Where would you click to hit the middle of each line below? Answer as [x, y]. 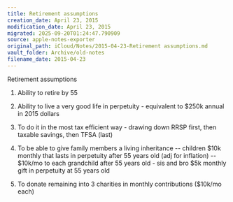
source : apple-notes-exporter [51, 40]
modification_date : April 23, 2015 [59, 27]
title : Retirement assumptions [53, 14]
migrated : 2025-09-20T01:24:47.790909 [64, 33]
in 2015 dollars [38, 113]
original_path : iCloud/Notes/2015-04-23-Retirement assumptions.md [108, 46]
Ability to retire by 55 [48, 92]
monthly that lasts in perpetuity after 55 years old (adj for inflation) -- [117, 155]
